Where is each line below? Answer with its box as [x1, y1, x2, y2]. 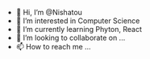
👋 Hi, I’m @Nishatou [15, 8, 83, 17]
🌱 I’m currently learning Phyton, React [15, 25, 143, 33]
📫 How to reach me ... [15, 42, 91, 51]
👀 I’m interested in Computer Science [15, 16, 140, 26]
